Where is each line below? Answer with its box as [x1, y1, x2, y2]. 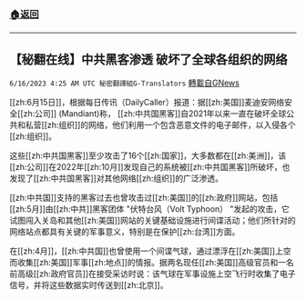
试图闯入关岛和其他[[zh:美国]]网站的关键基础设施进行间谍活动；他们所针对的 [9, 215, 296, 226]
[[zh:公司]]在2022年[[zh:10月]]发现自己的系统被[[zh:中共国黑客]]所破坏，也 [9, 162, 291, 173]
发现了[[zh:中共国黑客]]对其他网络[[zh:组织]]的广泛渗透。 [9, 173, 223, 184]
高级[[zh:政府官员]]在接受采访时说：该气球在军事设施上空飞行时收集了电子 [16, 268, 296, 279]
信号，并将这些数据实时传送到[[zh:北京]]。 [9, 280, 168, 291]
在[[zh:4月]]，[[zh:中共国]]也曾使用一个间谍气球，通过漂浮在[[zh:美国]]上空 [9, 245, 291, 256]
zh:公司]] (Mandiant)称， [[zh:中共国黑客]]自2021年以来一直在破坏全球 [23, 108, 287, 119]
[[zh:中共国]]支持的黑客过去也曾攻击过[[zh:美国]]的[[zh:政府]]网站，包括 [9, 193, 279, 204]
